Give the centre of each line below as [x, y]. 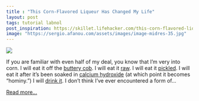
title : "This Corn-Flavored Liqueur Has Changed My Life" [81, 12]
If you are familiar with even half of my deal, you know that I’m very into [93, 62]
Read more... [22, 92]
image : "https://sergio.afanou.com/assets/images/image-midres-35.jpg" [96, 34]
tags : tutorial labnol [34, 23]
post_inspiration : [29, 28]
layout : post [22, 17]
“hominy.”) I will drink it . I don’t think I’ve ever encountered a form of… [91, 81]
